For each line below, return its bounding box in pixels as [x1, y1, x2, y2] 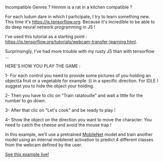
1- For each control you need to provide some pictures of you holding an [5, 73, 151, 78]
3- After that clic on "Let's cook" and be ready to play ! [5, 108, 116, 113]
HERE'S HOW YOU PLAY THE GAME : [5, 63, 81, 69]
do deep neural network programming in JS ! [5, 24, 95, 30]
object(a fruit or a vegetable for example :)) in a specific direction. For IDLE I [5, 78, 158, 83]
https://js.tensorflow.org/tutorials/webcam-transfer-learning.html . [5, 39, 138, 45]
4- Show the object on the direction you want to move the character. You [5, 117, 152, 122]
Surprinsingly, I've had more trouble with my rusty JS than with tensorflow [5, 49, 155, 54]
